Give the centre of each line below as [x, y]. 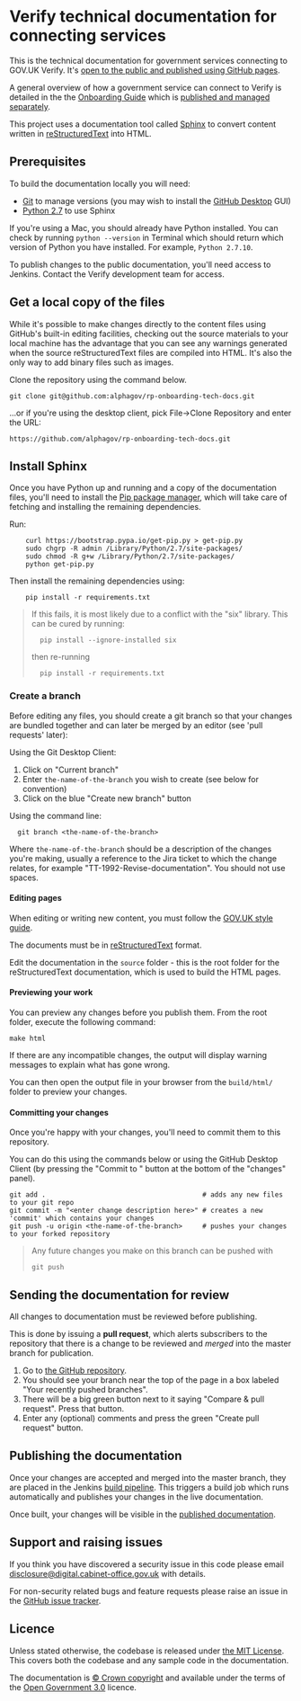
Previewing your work [51, 993]
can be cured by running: [78, 624]
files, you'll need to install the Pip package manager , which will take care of [148, 497]
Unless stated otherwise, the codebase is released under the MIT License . [147, 1651]
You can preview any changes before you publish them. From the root [138, 1012]
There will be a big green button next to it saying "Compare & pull [143, 1399]
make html [28, 1039]
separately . [30, 106]
